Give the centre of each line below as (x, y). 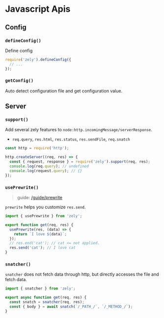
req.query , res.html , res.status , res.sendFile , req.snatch (71, 139)
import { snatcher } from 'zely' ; (41, 289)
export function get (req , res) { (39, 225)
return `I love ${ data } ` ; (41, 234)
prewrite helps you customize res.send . (45, 207)
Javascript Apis (38, 9)
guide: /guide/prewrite (40, 198)
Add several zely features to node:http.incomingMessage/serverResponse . (79, 130)
